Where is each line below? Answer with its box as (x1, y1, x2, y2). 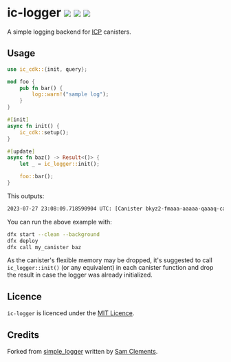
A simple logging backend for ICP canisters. (7, 28, 132, 36)
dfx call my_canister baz (7, 244, 81, 251)
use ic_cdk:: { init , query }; (7, 65, 88, 73)
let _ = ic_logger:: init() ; (19, 160, 100, 168)
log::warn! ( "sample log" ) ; (32, 91, 109, 98)
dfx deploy (7, 237, 38, 244)
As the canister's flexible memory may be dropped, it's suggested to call (7, 256, 213, 264)
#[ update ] (7, 148, 36, 155)
